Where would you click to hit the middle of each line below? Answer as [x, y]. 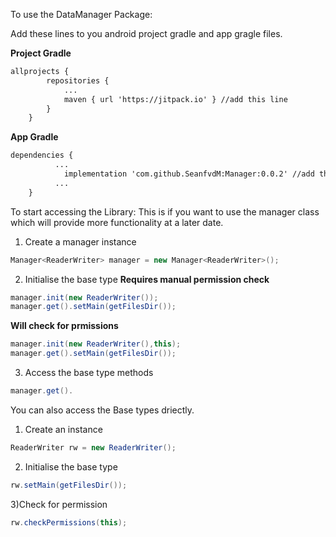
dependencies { [42, 155]
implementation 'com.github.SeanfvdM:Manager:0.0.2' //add [189, 174]
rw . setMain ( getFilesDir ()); [69, 485]
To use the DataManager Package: [81, 14]
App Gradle [34, 137]
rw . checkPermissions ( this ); [69, 522]
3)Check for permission [59, 504]
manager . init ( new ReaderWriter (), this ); [96, 344]
